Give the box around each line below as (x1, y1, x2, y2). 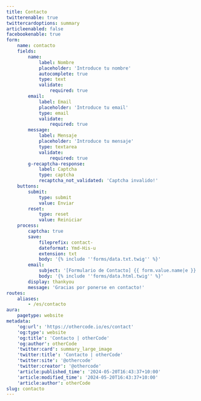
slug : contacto (6, 385, 45, 392)
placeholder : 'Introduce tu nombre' (38, 65, 131, 71)
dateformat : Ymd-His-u (38, 245, 96, 251)
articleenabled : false (6, 25, 64, 32)
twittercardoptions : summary (6, 20, 80, 26)
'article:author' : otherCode (17, 380, 91, 386)
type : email (38, 110, 69, 116)
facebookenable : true (6, 31, 61, 37)
